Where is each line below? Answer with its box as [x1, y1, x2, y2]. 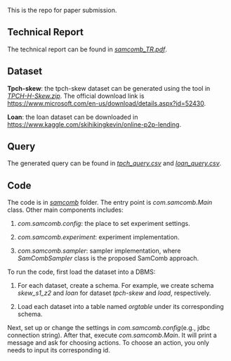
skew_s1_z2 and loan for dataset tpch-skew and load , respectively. [17, 289, 211, 298]
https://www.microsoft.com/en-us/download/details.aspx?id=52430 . [7, 99, 206, 108]
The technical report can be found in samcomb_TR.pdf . [7, 45, 167, 53]
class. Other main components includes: [7, 205, 124, 214]
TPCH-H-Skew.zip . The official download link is [7, 91, 145, 100]
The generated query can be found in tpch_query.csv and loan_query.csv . [7, 159, 222, 167]
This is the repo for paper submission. [7, 6, 117, 14]
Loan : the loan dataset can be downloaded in [7, 113, 138, 121]
